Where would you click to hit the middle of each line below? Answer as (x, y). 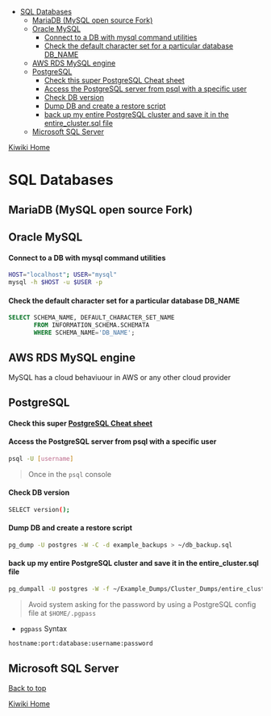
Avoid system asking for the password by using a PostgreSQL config (142, 604)
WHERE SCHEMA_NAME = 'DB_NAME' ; (84, 333)
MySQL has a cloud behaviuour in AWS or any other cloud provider (120, 377)
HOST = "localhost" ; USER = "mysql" (63, 275)
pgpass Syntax (43, 628)
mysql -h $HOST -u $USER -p (56, 283)
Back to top (27, 688)
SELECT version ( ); (39, 509)
